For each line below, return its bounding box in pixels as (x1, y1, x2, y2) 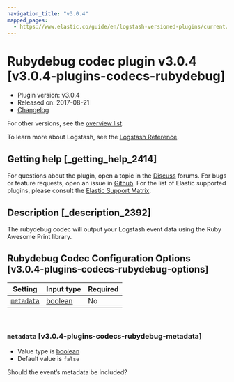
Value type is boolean (17, 347, 80, 356)
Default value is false (17, 355, 80, 363)
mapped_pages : (7, 17, 49, 24)
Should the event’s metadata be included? (7, 368, 127, 376)
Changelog (17, 106, 49, 114)
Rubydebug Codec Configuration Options (7, 252, 192, 265)
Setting (13, 284, 38, 293)
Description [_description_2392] (7, 206, 151, 218)
